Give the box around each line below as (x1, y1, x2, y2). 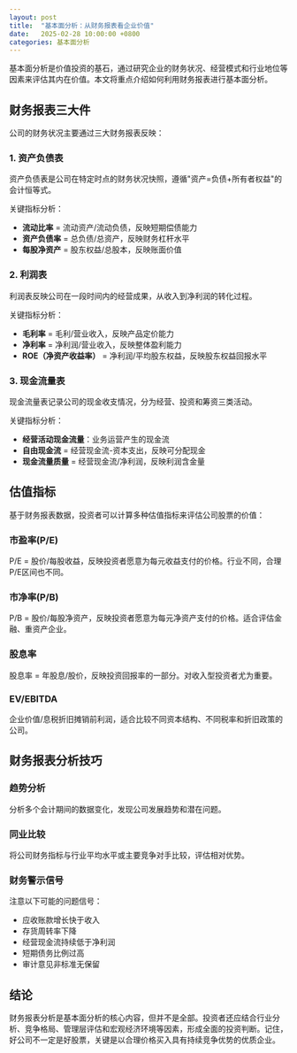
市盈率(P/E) (9, 534, 59, 546)
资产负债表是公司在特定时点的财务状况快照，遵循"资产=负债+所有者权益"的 (9, 173, 283, 184)
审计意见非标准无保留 (21, 959, 100, 970)
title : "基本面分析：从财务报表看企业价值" (9, 21, 155, 30)
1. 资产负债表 (9, 151, 64, 164)
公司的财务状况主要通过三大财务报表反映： (9, 127, 164, 138)
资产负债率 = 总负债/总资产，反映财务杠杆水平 (21, 234, 190, 244)
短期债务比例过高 (21, 948, 85, 958)
